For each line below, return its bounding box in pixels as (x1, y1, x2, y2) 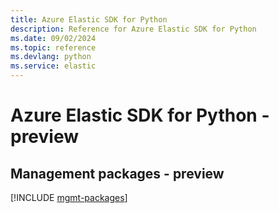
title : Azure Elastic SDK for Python (10, 14, 168, 25)
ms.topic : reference (10, 42, 97, 53)
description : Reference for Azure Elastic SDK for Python (10, 24, 257, 34)
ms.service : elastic (10, 61, 97, 71)
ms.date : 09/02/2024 (10, 33, 97, 43)
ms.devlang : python (10, 52, 92, 62)
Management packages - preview (10, 165, 225, 182)
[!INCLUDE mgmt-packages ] (10, 192, 128, 203)
